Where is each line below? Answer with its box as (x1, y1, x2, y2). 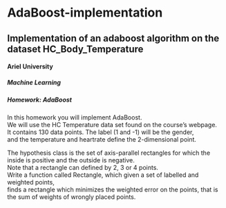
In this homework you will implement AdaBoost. (7, 113, 142, 122)
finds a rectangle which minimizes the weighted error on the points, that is (7, 185, 218, 193)
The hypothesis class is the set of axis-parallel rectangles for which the (7, 149, 211, 157)
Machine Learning (7, 78, 61, 86)
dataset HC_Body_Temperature (7, 43, 144, 55)
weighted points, (7, 178, 55, 186)
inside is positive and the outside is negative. (7, 155, 135, 164)
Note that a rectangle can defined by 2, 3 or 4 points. (7, 163, 159, 171)
